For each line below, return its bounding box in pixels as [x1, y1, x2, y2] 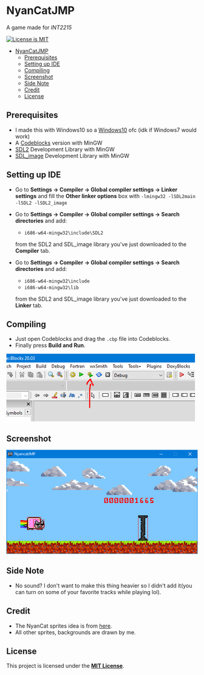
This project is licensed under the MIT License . [6, 662, 124, 670]
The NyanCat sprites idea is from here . [15, 622, 112, 629]
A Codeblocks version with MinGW [15, 139, 103, 146]
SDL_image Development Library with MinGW [15, 152, 129, 159]
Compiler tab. [15, 247, 50, 254]
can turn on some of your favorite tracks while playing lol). [15, 588, 161, 595]
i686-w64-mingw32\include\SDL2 [24, 230, 104, 236]
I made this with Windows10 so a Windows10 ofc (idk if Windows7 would [15, 126, 197, 134]
